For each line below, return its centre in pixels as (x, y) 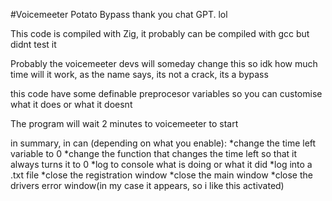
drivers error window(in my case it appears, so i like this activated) (147, 185)
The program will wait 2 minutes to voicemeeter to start (124, 123)
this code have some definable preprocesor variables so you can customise (166, 93)
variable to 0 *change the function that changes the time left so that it (154, 153)
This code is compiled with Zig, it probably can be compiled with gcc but (160, 33)
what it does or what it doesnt (71, 104)
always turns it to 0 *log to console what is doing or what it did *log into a (161, 164)
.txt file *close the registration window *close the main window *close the (161, 175)
